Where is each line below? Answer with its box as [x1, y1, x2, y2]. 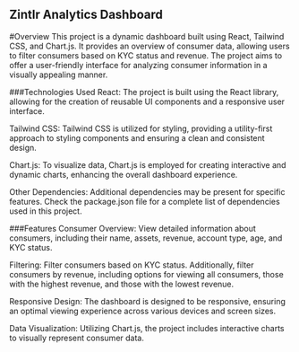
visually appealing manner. [9, 69, 108, 80]
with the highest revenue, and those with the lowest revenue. [9, 278, 235, 289]
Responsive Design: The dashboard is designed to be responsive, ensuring [9, 295, 286, 306]
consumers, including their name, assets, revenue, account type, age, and [9, 233, 283, 243]
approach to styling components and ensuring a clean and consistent [9, 132, 266, 143]
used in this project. [9, 206, 82, 216]
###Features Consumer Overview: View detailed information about [9, 223, 257, 233]
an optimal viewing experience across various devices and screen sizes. [9, 305, 276, 316]
